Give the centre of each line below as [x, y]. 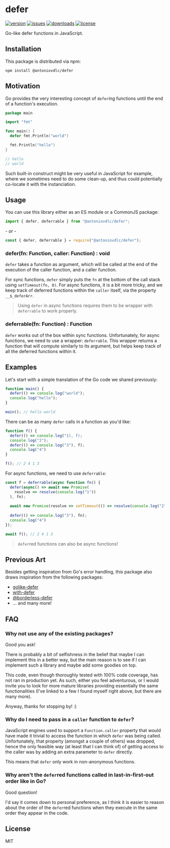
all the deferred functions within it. [41, 351]
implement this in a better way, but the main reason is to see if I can [76, 660]
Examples [21, 368]
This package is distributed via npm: [43, 61]
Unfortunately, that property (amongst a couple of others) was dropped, [80, 741]
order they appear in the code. [37, 813]
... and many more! [32, 603]
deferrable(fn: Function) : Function [49, 324]
